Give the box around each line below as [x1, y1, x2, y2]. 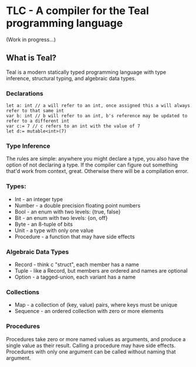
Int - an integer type [14, 195, 63, 203]
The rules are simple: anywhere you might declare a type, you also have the [6, 155, 190, 162]
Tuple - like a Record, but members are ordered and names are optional [14, 267, 188, 274]
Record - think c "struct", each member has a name [14, 261, 139, 268]
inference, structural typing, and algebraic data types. [6, 74, 136, 81]
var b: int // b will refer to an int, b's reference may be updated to [6, 113, 188, 119]
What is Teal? [6, 53, 57, 63]
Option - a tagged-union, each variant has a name [14, 273, 136, 280]
